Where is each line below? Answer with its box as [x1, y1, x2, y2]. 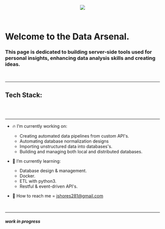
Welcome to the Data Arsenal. [5, 31, 130, 42]
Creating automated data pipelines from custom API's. [19, 133, 129, 139]
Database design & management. [19, 168, 87, 174]
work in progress [5, 218, 41, 224]
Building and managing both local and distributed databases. [19, 149, 142, 155]
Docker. [19, 173, 36, 179]
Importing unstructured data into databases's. [19, 143, 112, 149]
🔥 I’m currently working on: [12, 123, 68, 129]
